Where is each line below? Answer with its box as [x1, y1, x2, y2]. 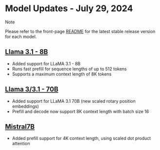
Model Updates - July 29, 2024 [5, 3, 133, 14]
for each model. [5, 34, 37, 39]
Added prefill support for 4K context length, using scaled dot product [12, 135, 151, 141]
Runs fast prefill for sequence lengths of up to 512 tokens [12, 66, 127, 72]
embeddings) [12, 103, 39, 109]
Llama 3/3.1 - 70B [5, 85, 58, 94]
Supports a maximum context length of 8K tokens [12, 71, 112, 77]
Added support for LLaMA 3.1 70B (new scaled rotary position [12, 98, 136, 104]
